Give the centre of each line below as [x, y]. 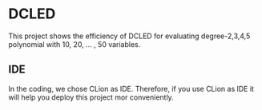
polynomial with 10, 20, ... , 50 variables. [75, 44]
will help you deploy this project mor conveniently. [91, 97]
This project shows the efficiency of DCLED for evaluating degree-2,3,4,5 [129, 36]
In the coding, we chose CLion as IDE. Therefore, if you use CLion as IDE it [131, 88]
